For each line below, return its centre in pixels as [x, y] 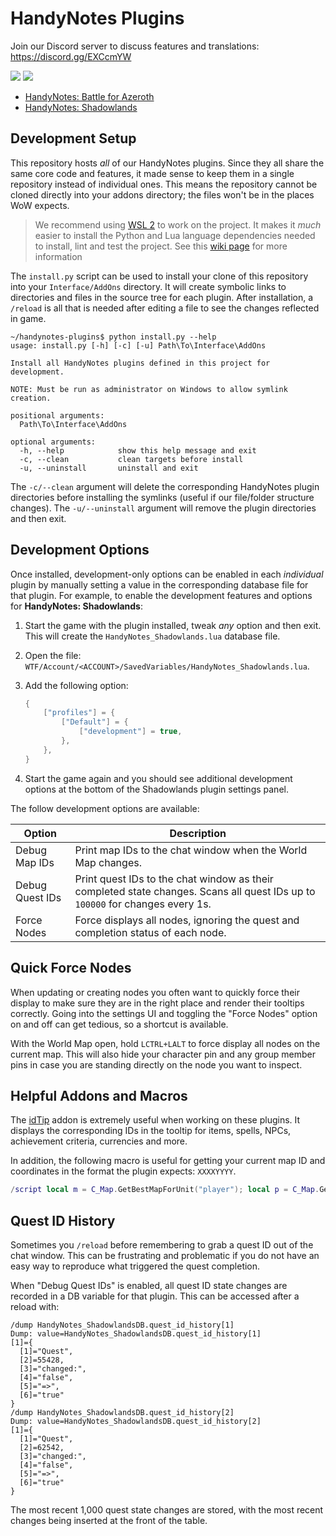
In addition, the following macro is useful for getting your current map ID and [168, 1161]
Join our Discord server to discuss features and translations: [135, 46]
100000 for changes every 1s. [143, 904]
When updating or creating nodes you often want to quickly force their [155, 992]
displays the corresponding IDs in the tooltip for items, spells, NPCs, [151, 1131]
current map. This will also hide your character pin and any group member [163, 1054]
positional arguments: [57, 415]
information [58, 256]
